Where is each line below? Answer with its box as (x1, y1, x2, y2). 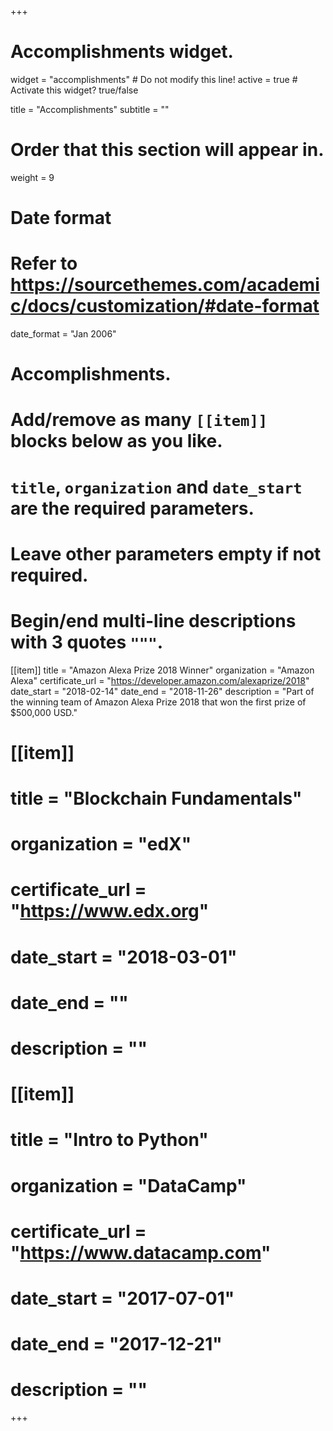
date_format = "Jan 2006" (10, 328, 117, 340)
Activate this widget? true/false (10, 84, 139, 96)
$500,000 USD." (10, 706, 78, 718)
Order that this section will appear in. (10, 139, 325, 161)
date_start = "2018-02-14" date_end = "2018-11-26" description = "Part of (10, 685, 315, 697)
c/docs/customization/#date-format (10, 295, 320, 318)
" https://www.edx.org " (10, 900, 210, 923)
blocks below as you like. (10, 430, 223, 453)
